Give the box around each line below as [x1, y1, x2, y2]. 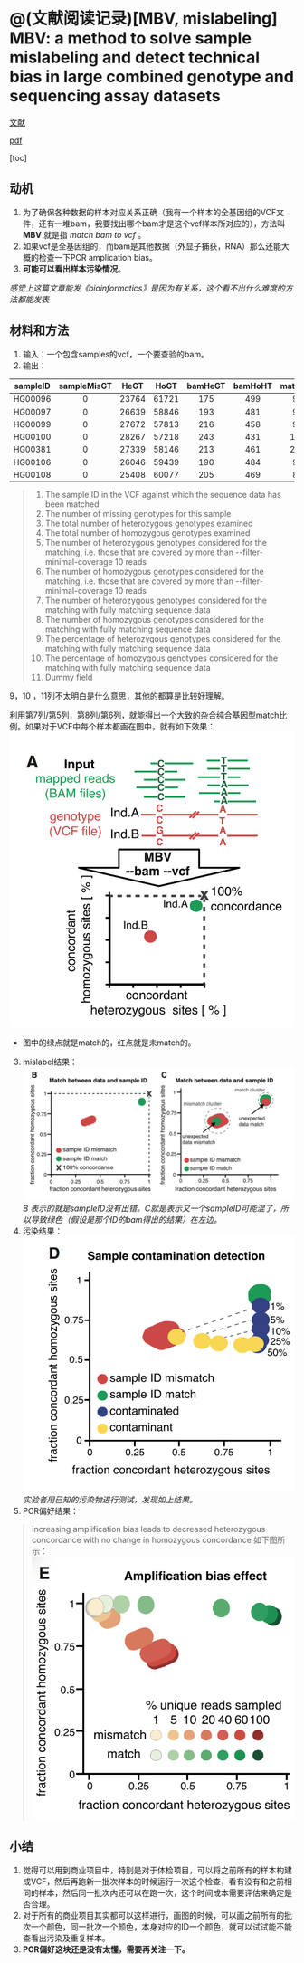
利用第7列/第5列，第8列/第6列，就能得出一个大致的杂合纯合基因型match [9, 710, 280, 720]
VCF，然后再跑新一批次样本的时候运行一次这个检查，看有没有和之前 [30, 1875, 285, 1887]
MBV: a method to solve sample [9, 28, 252, 49]
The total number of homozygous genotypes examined [44, 528, 251, 538]
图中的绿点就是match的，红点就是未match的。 [22, 1037, 196, 1048]
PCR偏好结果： [22, 1505, 79, 1516]
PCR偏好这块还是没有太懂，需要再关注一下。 [22, 1943, 190, 1955]
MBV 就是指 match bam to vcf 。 [22, 229, 147, 240]
